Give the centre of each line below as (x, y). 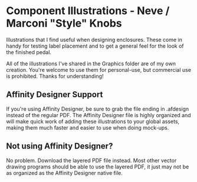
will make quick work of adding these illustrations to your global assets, (93, 121)
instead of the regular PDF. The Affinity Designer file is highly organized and (98, 115)
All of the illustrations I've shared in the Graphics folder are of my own (91, 64)
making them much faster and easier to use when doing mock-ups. (88, 127)
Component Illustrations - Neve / (88, 11)
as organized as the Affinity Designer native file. (64, 173)
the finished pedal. (29, 52)
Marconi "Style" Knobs (64, 23)
